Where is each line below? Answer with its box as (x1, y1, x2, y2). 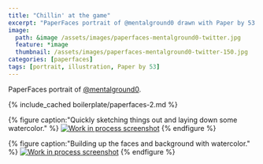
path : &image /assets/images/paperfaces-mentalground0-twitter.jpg (15, 33, 242, 42)
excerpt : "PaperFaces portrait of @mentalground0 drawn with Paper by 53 (8, 19, 256, 27)
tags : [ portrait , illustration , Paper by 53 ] (8, 63, 160, 71)
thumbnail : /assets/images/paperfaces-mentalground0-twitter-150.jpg (15, 48, 248, 56)
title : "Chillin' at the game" (8, 11, 111, 20)
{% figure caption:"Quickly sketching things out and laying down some (8, 115, 238, 125)
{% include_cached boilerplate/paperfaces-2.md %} (8, 99, 179, 109)
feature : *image (15, 41, 69, 49)
